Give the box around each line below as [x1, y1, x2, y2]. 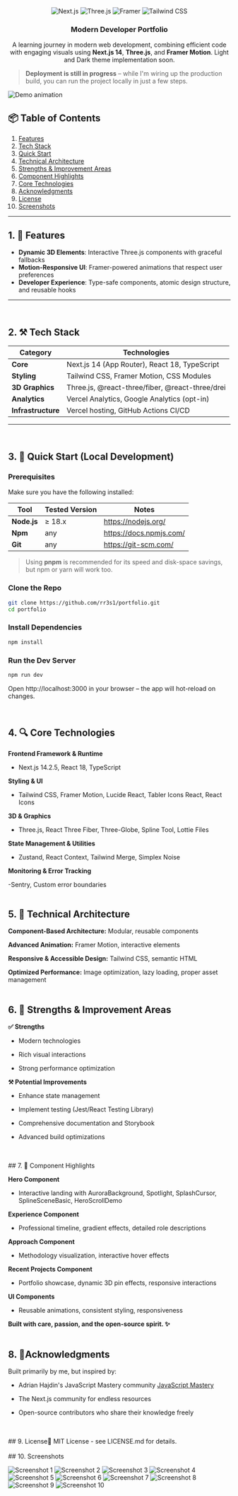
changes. [8, 692, 35, 700]
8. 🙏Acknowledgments [8, 1348, 110, 1360]
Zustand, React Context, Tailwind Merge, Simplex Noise [18, 852, 181, 861]
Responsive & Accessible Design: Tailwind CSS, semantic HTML [8, 954, 198, 963]
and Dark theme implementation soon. [64, 56, 175, 64]
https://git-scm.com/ [103, 539, 174, 549]
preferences [18, 270, 54, 279]
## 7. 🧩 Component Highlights [8, 1161, 95, 1170]
